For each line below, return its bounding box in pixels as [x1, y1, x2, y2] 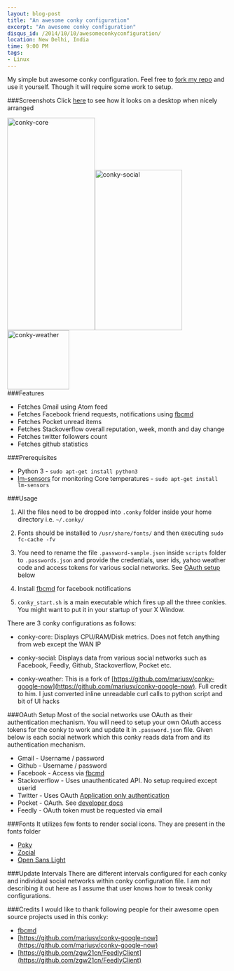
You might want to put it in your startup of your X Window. [17, 605, 185, 613]
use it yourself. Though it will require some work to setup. [7, 82, 174, 91]
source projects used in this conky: [7, 912, 109, 921]
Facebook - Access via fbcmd [17, 768, 105, 777]
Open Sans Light [17, 855, 66, 864]
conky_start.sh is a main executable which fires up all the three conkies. [17, 597, 227, 606]
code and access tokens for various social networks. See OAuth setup [17, 563, 221, 571]
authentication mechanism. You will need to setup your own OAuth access [7, 718, 222, 726]
